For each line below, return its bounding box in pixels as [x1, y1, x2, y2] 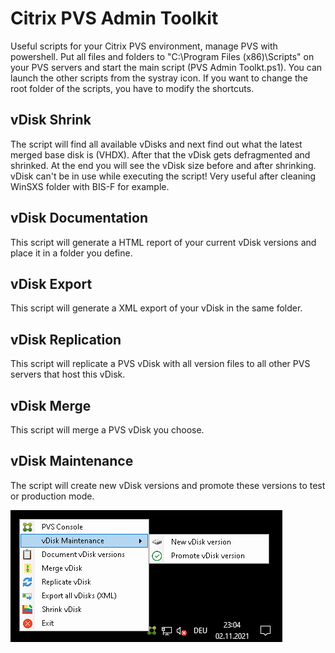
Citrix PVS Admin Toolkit [10, 7, 219, 30]
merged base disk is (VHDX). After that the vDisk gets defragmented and [10, 148, 311, 161]
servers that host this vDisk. [10, 368, 126, 381]
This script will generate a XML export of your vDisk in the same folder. [10, 302, 303, 314]
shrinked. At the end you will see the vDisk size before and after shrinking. [10, 159, 317, 171]
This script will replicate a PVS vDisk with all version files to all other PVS [10, 358, 311, 370]
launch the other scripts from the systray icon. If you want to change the [10, 72, 308, 84]
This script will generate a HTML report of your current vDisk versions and [10, 236, 317, 248]
